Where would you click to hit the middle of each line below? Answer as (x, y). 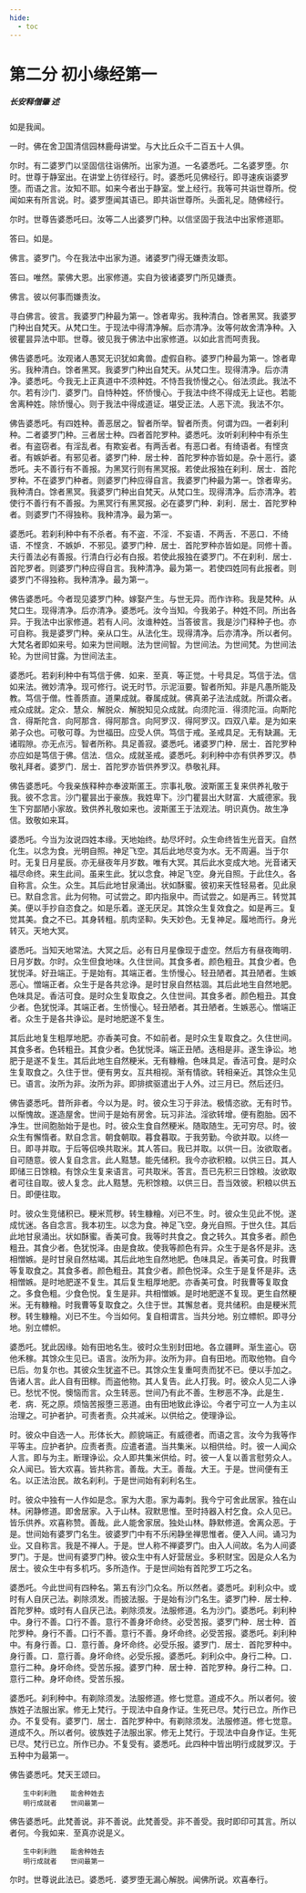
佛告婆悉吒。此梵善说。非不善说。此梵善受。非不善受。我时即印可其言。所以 (153, 1821)
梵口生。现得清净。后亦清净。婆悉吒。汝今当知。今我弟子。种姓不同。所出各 (153, 610)
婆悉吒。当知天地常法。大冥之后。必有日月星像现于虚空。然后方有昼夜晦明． (153, 950)
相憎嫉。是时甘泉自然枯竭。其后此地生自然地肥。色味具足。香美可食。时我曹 (153, 1259)
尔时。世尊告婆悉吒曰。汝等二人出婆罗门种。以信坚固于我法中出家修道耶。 (149, 219)
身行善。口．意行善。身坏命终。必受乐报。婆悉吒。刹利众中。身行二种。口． (153, 1656)
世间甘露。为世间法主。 (77, 655)
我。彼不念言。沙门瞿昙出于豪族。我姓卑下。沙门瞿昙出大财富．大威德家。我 (153, 797)
